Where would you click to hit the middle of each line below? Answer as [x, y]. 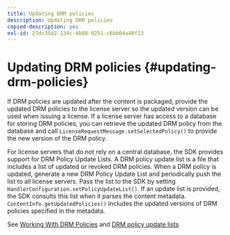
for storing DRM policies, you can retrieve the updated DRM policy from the [115, 124]
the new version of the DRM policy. [57, 138]
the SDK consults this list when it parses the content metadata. [97, 196]
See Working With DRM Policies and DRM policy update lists [93, 225]
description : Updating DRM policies [60, 20]
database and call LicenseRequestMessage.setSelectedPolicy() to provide [112, 131]
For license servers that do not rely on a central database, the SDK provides [115, 152]
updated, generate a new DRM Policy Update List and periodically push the [114, 174]
